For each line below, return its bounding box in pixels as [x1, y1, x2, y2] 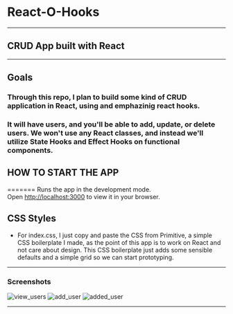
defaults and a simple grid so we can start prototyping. [17, 253, 174, 261]
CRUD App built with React [7, 40, 125, 52]
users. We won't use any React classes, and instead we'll [7, 128, 204, 138]
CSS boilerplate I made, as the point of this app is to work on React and [17, 238, 221, 246]
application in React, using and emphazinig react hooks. [7, 101, 200, 111]
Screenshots [7, 277, 51, 286]
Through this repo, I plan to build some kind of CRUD [7, 93, 187, 102]
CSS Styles [7, 212, 57, 225]
